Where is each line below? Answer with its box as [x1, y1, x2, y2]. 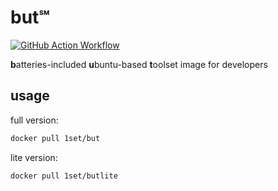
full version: [10, 114, 59, 126]
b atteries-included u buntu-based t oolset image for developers [10, 58, 268, 70]
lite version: [10, 151, 58, 163]
